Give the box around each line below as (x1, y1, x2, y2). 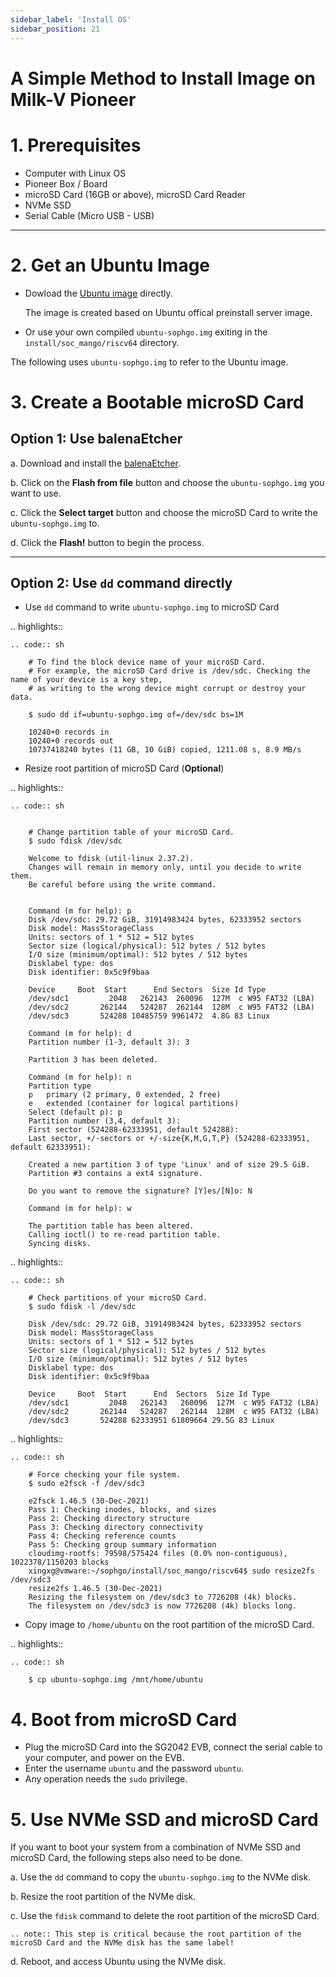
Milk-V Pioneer (10, 88, 137, 111)
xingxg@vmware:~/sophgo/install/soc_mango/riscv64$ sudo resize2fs (28, 1566, 315, 1576)
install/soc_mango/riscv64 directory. (24, 336, 180, 348)
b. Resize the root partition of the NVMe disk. (10, 1891, 197, 1903)
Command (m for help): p (28, 906, 132, 916)
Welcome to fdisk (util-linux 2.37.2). (28, 854, 195, 864)
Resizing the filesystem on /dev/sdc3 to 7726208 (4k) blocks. (28, 1592, 298, 1603)
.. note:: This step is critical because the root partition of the (10, 1929, 302, 1940)
